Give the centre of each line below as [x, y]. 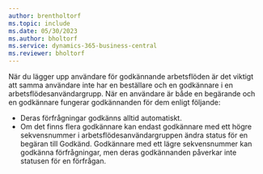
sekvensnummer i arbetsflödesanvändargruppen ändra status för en [134, 135]
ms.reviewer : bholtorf [47, 53]
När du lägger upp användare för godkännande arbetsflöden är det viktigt [131, 76]
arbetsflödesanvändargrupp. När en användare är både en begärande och [132, 93]
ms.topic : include [39, 23]
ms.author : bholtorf [43, 38]
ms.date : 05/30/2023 [43, 31]
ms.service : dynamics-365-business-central [83, 46]
